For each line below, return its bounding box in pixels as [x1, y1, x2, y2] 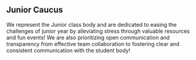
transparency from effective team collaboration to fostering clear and [6, 40, 180, 47]
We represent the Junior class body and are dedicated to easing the [6, 21, 177, 28]
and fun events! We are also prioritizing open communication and [6, 33, 170, 41]
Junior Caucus [6, 5, 63, 15]
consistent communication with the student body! [6, 47, 131, 54]
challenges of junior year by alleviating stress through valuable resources [6, 27, 190, 35]
